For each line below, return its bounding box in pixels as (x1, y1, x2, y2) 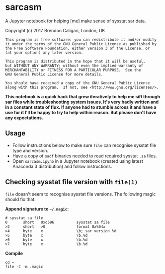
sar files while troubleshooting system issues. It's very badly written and (5, 99, 159, 105)
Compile (5, 250, 23, 256)
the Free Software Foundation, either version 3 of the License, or (5, 46, 150, 51)
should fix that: (5, 196, 36, 202)
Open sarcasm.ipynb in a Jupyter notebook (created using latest (12, 158, 143, 164)
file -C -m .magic (5, 264, 43, 269)
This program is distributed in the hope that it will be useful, (5, 59, 146, 64)
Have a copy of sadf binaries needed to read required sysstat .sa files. (12, 153, 157, 159)
